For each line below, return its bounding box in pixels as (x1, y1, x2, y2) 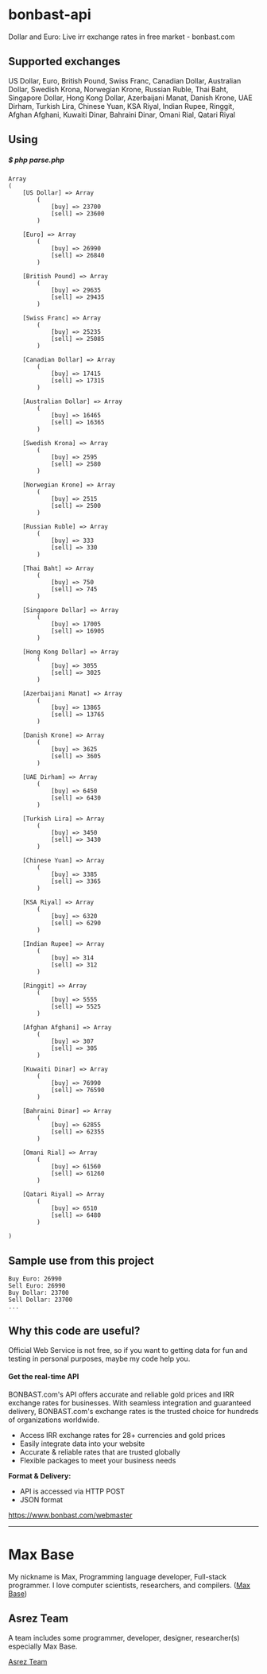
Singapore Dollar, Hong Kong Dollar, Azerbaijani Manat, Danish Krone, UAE (8, 93, 253, 103)
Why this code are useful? (8, 1324, 141, 1338)
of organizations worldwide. (8, 1415, 100, 1424)
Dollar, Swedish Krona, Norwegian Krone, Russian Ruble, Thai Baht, (8, 84, 229, 94)
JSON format (19, 1494, 64, 1504)
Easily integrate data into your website (19, 1439, 145, 1448)
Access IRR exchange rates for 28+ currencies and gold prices (19, 1430, 226, 1440)
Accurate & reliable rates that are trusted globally (19, 1447, 180, 1456)
